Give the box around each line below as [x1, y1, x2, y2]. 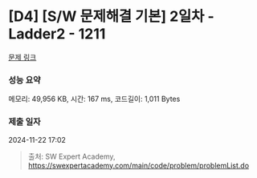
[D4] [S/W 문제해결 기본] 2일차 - [8, 7, 214, 26]
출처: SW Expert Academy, [27, 152, 116, 161]
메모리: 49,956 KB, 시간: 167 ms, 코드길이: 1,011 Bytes [8, 94, 181, 104]
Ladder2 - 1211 [8, 25, 106, 43]
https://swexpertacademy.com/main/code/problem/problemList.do [27, 160, 250, 170]
